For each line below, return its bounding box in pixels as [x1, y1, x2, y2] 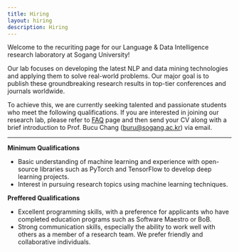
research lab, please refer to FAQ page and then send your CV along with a [7, 116, 228, 124]
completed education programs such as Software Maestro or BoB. [17, 215, 212, 224]
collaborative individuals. [17, 238, 91, 246]
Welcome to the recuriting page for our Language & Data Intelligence [7, 43, 209, 52]
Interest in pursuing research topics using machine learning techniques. [17, 180, 228, 189]
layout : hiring [7, 17, 53, 24]
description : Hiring [7, 23, 69, 31]
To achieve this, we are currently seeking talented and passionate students [7, 101, 227, 109]
